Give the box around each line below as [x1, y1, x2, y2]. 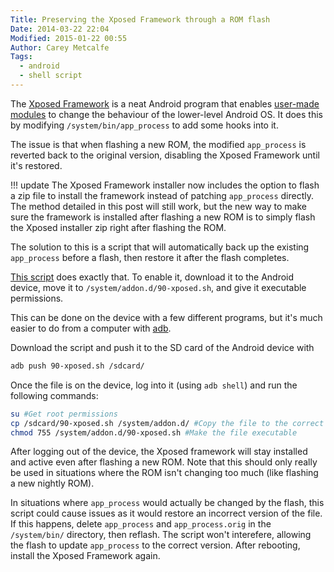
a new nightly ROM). [10, 477, 95, 490]
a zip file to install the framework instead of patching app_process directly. [10, 189, 315, 201]
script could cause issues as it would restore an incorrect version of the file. [10, 507, 323, 520]
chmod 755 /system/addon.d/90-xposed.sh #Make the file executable [10, 427, 298, 438]
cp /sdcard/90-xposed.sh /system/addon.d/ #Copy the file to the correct [10, 418, 325, 428]
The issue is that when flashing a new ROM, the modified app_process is [10, 138, 307, 150]
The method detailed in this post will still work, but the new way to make [10, 200, 307, 212]
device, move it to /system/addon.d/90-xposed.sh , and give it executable [10, 281, 307, 293]
